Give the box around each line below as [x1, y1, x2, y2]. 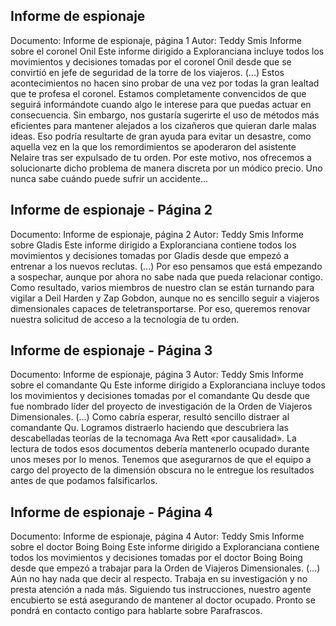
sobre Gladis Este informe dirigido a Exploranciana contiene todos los [10, 239, 297, 251]
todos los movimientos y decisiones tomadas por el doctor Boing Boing [10, 552, 303, 564]
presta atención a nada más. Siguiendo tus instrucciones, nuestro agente [10, 584, 312, 596]
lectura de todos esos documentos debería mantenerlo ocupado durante [10, 443, 310, 455]
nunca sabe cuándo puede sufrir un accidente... [10, 172, 208, 184]
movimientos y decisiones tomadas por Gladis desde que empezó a [10, 249, 290, 261]
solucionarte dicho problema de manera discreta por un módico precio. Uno [10, 162, 323, 174]
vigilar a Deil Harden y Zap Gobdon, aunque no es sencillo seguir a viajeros [10, 292, 320, 304]
